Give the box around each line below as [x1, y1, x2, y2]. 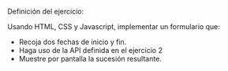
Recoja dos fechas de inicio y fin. [18, 37, 127, 47]
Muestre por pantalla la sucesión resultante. [18, 54, 163, 63]
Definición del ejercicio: [7, 7, 84, 16]
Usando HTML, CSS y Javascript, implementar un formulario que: [7, 22, 220, 31]
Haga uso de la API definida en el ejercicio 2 [18, 46, 163, 54]
